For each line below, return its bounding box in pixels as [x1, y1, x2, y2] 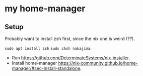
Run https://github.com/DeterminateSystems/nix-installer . [11, 55, 130, 61]
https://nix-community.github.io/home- [58, 60, 138, 66]
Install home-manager [11, 60, 58, 66]
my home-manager [4, 3, 85, 14]
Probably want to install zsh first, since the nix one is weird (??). [4, 36, 135, 41]
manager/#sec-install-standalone [11, 65, 80, 71]
